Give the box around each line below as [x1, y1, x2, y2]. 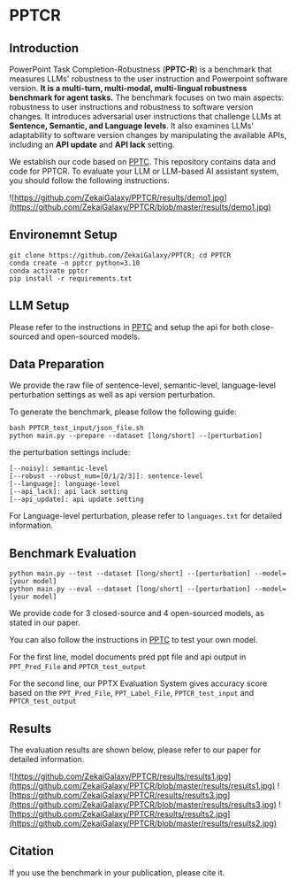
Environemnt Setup [9, 228, 118, 243]
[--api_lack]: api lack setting [9, 488, 128, 497]
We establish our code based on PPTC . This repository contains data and [9, 157, 276, 166]
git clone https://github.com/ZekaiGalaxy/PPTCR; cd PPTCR [9, 251, 232, 259]
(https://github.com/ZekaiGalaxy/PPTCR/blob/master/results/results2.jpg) [9, 818, 277, 829]
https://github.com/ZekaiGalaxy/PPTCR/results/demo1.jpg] [14, 192, 227, 203]
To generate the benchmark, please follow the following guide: [9, 406, 237, 417]
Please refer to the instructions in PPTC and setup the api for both [9, 321, 249, 332]
